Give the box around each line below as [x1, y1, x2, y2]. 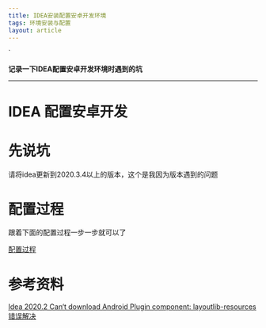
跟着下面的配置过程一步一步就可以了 [8, 227, 127, 238]
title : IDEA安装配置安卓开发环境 [8, 11, 107, 20]
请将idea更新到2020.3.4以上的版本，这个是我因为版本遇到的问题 [8, 170, 218, 179]
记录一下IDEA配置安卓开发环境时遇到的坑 [8, 64, 142, 74]
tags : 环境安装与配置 [8, 19, 71, 27]
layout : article [8, 26, 62, 34]
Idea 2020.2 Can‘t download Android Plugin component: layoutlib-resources [8, 302, 256, 311]
